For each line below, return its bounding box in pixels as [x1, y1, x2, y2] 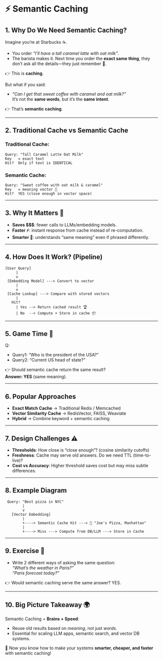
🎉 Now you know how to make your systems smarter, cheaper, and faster [5, 645, 154, 651]
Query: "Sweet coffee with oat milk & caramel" [5, 183, 103, 187]
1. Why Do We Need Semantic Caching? [5, 26, 127, 34]
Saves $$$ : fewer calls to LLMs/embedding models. [12, 221, 117, 228]
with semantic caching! [5, 650, 52, 656]
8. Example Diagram [5, 486, 67, 495]
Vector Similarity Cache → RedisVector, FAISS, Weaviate [12, 410, 126, 416]
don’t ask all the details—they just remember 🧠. [12, 61, 107, 67]
